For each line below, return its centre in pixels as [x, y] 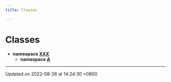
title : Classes [21, 10]
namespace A [35, 59]
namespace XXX [31, 53]
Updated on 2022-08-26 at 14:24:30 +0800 [51, 74]
